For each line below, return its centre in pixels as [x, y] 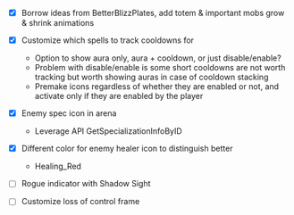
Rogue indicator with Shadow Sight [86, 184]
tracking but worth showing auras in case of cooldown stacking [151, 77]
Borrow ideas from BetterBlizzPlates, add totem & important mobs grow [153, 13]
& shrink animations [58, 23]
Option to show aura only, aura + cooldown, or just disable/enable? [158, 58]
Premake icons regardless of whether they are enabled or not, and [156, 87]
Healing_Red [58, 166]
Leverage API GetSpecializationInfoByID [108, 131]
